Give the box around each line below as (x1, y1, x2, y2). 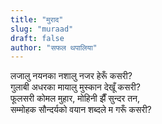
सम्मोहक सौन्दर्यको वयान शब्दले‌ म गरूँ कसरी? (10, 104, 152, 116)
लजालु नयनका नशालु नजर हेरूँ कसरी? (10, 70, 133, 82)
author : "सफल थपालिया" (10, 42, 98, 53)
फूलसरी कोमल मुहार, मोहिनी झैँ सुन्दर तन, (10, 92, 141, 105)
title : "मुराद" (10, 14, 64, 25)
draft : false (10, 33, 65, 43)
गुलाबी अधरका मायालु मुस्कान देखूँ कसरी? (10, 81, 141, 93)
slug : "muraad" (10, 24, 74, 34)
